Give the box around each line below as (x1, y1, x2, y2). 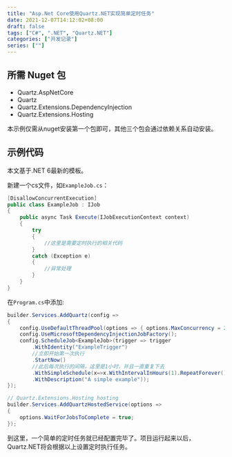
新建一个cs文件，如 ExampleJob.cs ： (7, 181, 109, 189)
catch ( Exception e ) (32, 253, 91, 260)
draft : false (7, 23, 45, 30)
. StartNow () (32, 356, 67, 363)
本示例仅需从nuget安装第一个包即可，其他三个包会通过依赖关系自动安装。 (7, 124, 217, 133)
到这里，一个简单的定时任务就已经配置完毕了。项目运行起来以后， (7, 434, 195, 442)
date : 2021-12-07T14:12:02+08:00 (7, 17, 104, 23)
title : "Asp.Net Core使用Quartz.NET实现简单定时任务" (7, 10, 155, 17)
